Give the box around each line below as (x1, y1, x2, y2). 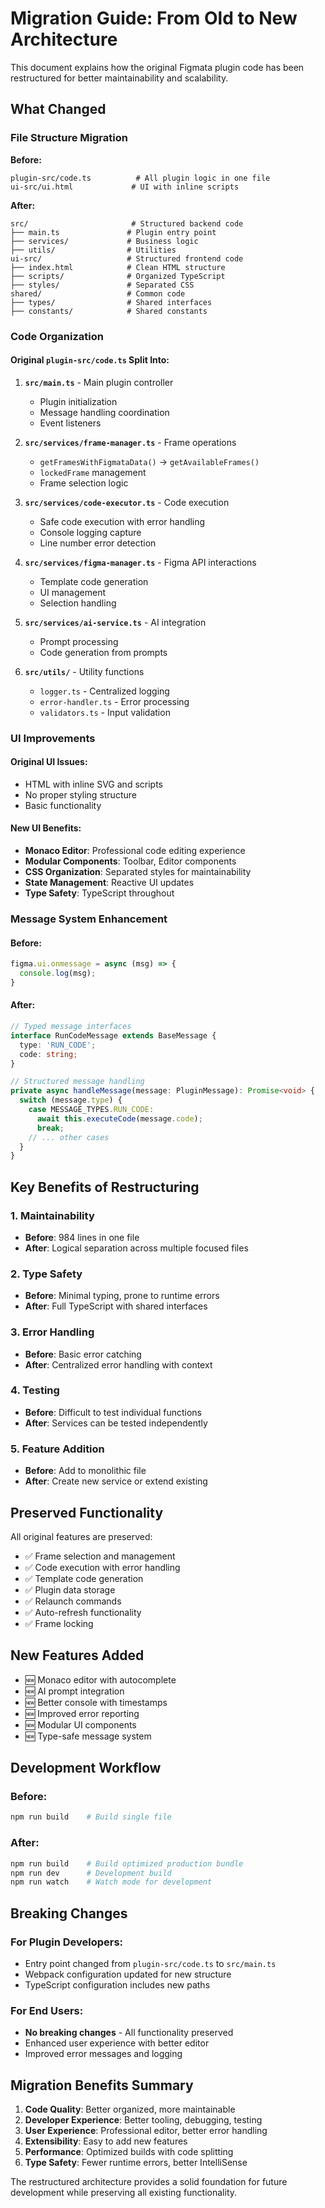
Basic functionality (24, 799, 102, 811)
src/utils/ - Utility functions (24, 665, 145, 677)
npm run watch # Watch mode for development (10, 1877, 213, 1887)
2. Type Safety (10, 1267, 83, 1281)
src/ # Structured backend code (10, 218, 244, 229)
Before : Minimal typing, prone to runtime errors (24, 1290, 220, 1302)
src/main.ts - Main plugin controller (24, 376, 174, 388)
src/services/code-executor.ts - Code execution (24, 496, 230, 508)
